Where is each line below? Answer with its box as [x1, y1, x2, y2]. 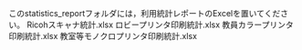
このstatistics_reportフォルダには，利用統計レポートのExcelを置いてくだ [8, 8, 281, 18]
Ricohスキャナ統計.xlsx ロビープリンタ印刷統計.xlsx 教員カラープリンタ [26, 19, 294, 30]
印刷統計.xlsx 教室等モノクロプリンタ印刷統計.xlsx [8, 31, 198, 41]
